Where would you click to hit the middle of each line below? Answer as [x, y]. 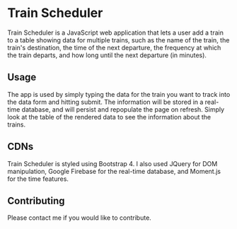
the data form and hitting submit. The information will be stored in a [105, 102]
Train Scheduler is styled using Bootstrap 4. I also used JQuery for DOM [112, 163]
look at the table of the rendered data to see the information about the [109, 117]
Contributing [36, 200]
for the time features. [38, 179]
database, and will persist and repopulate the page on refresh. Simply [123, 109]
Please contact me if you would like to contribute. [80, 218]
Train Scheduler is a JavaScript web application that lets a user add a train [116, 33]
